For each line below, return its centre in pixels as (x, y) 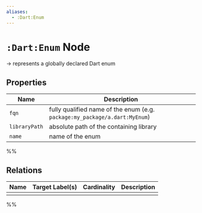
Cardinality (99, 187)
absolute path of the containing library (103, 127)
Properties (26, 82)
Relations (24, 170)
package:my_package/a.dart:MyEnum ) (99, 117)
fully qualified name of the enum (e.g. (102, 110)
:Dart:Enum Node (48, 47)
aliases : (17, 12)
